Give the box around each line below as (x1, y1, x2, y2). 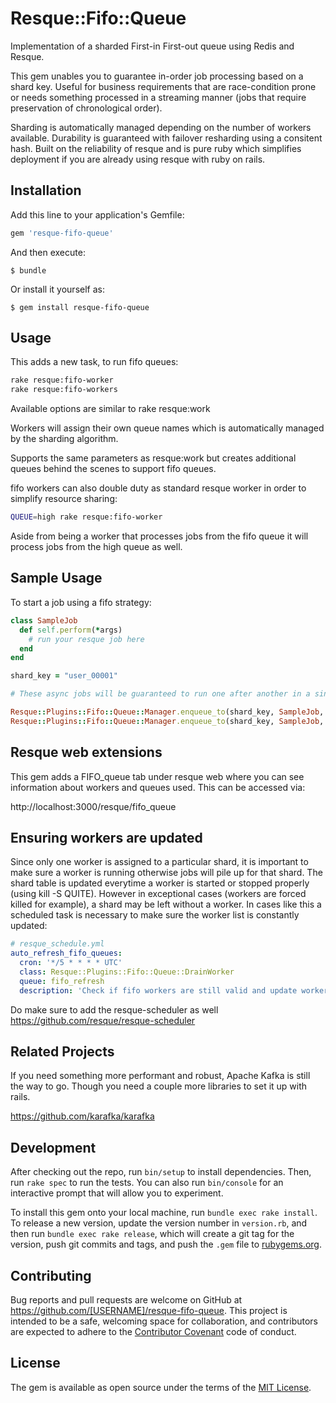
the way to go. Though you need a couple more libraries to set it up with (10, 1080, 308, 1092)
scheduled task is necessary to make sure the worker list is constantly (10, 909, 300, 921)
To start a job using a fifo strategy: (10, 596, 152, 608)
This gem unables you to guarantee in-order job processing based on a (10, 70, 304, 82)
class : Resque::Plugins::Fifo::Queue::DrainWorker (19, 967, 235, 977)
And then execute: (10, 246, 86, 258)
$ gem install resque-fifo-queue (10, 302, 150, 312)
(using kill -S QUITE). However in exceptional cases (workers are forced (10, 888, 307, 900)
